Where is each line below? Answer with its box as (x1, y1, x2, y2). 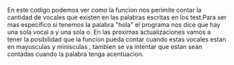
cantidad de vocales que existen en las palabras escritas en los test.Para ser (7, 13, 227, 21)
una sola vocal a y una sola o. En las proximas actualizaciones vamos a (7, 28, 211, 36)
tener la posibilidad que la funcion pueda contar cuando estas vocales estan (7, 35, 226, 44)
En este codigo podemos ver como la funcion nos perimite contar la (7, 6, 202, 14)
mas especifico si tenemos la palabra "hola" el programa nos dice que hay (7, 21, 221, 28)
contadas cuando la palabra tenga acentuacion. (7, 50, 144, 58)
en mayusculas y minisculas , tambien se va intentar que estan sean (7, 43, 203, 50)
